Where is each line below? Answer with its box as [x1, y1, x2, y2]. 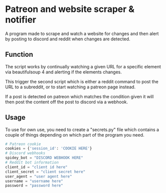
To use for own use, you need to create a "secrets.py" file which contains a [5, 126, 159, 133]
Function [5, 50, 33, 59]
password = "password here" [5, 183, 64, 188]
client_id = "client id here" [5, 165, 68, 170]
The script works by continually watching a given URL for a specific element [5, 63, 162, 69]
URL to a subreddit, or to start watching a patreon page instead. [5, 84, 136, 90]
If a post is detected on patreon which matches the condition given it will [5, 93, 154, 99]
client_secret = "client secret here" [5, 169, 85, 174]
